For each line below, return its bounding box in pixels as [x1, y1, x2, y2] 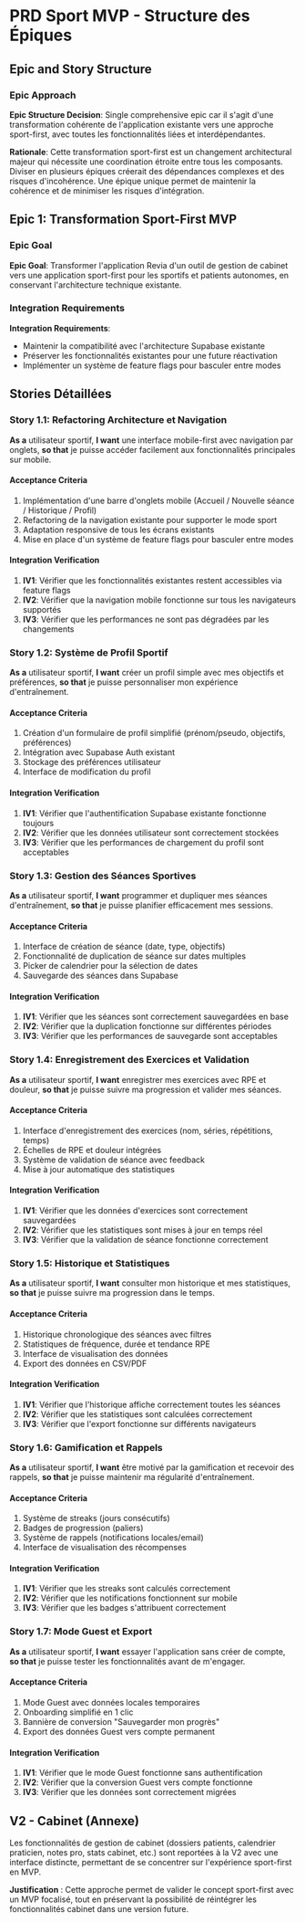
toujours [22, 817, 55, 828]
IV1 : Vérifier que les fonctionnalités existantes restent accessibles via [22, 574, 282, 585]
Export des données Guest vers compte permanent [22, 1726, 216, 1737]
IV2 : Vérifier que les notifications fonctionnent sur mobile [22, 1592, 239, 1603]
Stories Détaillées [9, 386, 112, 402]
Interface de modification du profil [22, 766, 152, 777]
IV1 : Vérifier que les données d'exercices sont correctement [22, 1205, 249, 1216]
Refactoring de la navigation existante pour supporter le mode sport [22, 514, 278, 525]
